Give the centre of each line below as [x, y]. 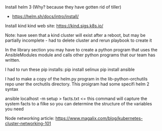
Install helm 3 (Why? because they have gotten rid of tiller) [63, 7]
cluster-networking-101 [28, 123]
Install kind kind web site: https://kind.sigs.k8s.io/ [54, 26]
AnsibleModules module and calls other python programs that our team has [80, 55]
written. [13, 60]
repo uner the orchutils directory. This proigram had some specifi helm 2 [77, 84]
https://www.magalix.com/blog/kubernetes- [99, 118]
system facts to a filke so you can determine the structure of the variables [79, 104]
